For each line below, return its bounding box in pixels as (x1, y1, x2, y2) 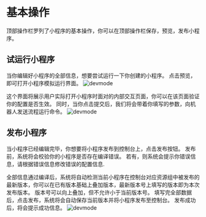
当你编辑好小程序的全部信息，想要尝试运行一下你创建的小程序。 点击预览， (6, 72, 196, 79)
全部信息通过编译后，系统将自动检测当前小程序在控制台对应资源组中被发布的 (6, 173, 200, 181)
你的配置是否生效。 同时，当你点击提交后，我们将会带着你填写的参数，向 (6, 100, 191, 107)
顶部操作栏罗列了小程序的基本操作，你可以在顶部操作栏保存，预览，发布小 (6, 27, 194, 34)
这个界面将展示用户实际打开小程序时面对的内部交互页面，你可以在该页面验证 (6, 93, 200, 100)
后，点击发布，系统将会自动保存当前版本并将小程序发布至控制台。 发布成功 (6, 196, 196, 204)
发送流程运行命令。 (17, 108, 66, 115)
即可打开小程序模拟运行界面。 (6, 79, 82, 86)
